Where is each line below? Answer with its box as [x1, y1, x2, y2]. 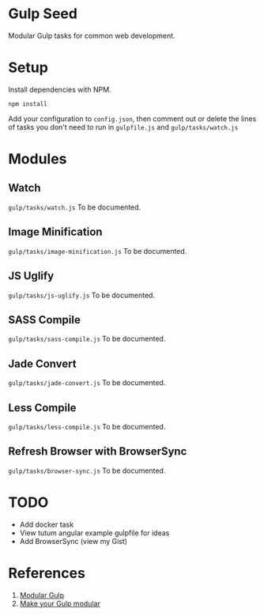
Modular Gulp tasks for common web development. [8, 31, 175, 40]
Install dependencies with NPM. [8, 85, 112, 94]
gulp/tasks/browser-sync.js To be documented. [8, 466, 166, 475]
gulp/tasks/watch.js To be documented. [8, 202, 141, 212]
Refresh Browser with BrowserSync [8, 444, 187, 459]
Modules [8, 150, 67, 168]
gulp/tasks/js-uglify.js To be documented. [8, 290, 156, 300]
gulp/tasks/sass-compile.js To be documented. [8, 334, 166, 344]
